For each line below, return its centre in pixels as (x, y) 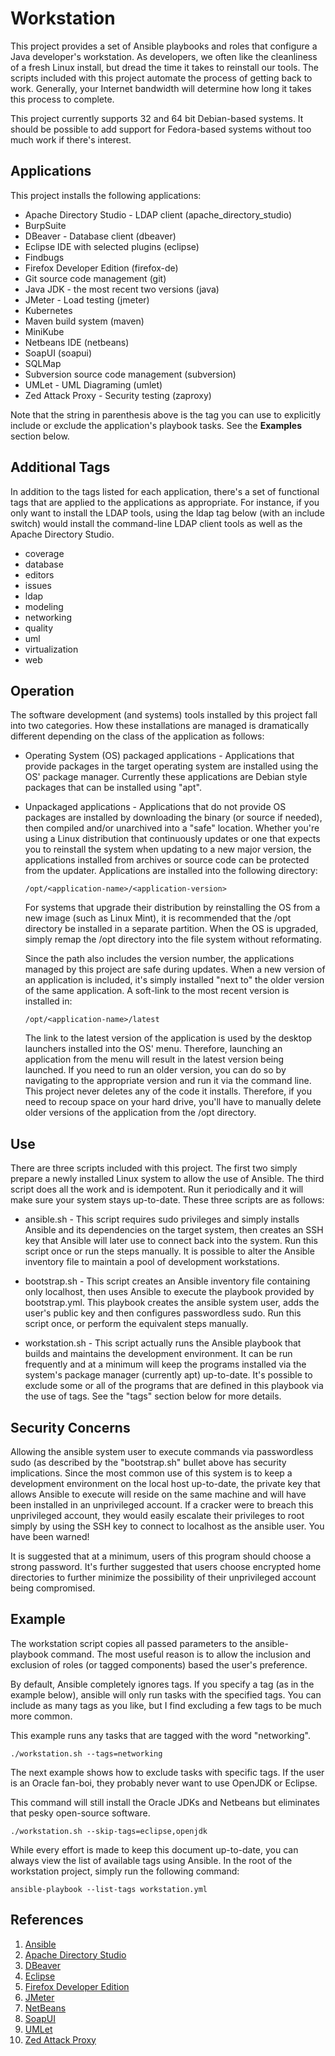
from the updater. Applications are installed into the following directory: (171, 871)
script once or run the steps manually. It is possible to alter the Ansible (169, 1251)
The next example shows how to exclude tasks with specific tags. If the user (167, 1772)
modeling (44, 606)
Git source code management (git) (95, 278)
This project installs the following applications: (106, 195)
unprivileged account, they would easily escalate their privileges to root (157, 1515)
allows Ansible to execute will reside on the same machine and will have (158, 1494)
